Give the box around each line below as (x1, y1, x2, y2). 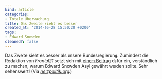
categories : (5, 12, 29, 17)
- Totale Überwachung (5, 16, 49, 21)
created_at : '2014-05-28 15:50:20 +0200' (5, 26, 91, 30)
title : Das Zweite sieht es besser (5, 21, 78, 26)
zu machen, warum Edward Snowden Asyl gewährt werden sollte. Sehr (5, 63, 148, 69)
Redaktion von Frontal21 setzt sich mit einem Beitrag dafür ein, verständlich (5, 57, 158, 64)
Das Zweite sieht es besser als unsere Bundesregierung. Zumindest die (5, 53, 149, 58)
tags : (5, 30, 16, 35)
